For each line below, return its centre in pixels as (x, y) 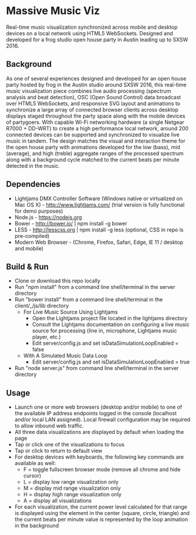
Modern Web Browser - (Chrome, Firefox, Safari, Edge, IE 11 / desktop (99, 242)
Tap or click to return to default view (58, 451)
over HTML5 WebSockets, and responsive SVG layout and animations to (93, 103)
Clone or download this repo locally (58, 281)
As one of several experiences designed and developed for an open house (96, 78)
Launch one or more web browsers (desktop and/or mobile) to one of (98, 407)
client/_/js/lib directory (42, 306)
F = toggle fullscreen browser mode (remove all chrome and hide (102, 470)
